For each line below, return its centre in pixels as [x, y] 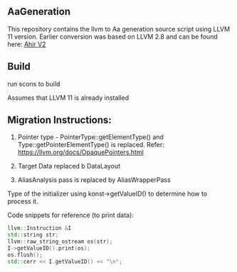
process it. [23, 201]
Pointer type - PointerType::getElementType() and [90, 137]
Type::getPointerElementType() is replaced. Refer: [91, 145]
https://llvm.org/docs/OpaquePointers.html [80, 152]
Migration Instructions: [59, 120]
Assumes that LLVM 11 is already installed [68, 97]
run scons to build [34, 84]
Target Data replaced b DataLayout [69, 166]
